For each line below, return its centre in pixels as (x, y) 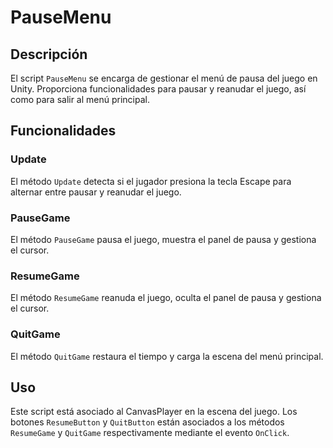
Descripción (49, 54)
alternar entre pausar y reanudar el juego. (96, 192)
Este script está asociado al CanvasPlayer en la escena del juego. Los (154, 412)
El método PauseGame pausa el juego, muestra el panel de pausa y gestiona (163, 239)
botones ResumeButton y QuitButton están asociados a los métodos (147, 422)
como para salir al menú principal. (80, 99)
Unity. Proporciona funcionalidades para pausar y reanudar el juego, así (158, 89)
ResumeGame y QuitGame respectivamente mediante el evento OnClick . (150, 433)
